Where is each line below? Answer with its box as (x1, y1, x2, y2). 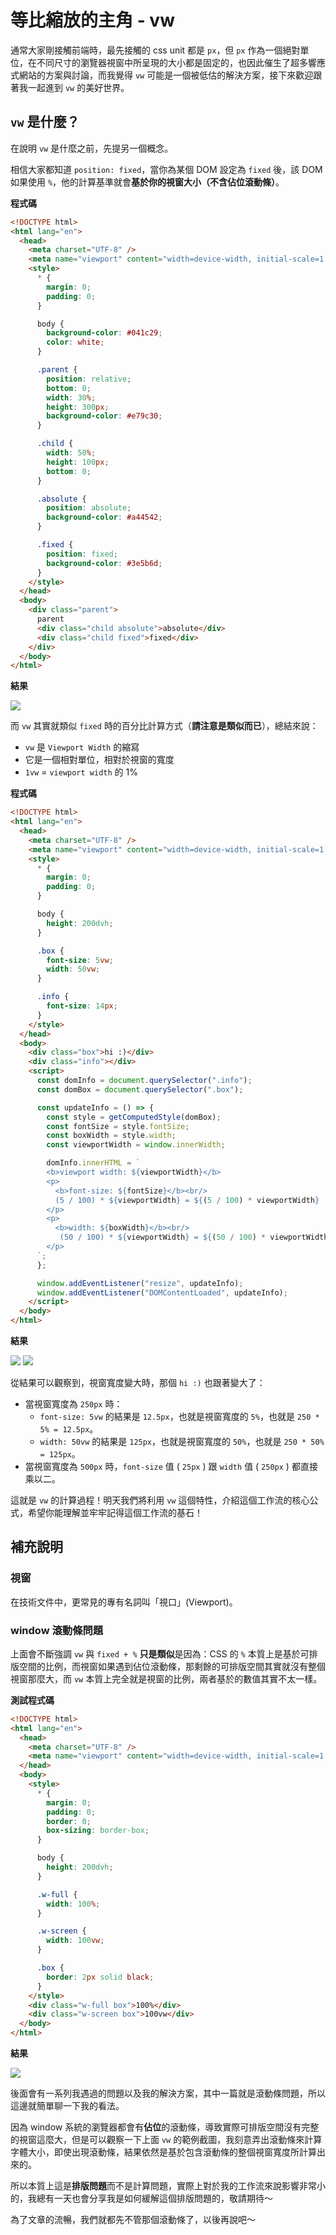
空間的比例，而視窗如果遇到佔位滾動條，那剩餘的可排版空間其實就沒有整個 (18, 1660, 326, 1672)
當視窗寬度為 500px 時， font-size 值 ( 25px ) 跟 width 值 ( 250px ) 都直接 (24, 1461, 318, 1472)
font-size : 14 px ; (46, 1001, 118, 1011)
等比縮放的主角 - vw (10, 9, 175, 32)
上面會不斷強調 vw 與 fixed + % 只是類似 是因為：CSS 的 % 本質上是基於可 (10, 1647, 310, 1660)
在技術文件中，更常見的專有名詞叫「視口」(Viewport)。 (10, 1596, 238, 1608)
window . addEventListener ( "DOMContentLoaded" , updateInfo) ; (36, 1287, 288, 1298)
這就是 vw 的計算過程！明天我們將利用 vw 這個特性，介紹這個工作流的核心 (10, 1494, 310, 1506)
